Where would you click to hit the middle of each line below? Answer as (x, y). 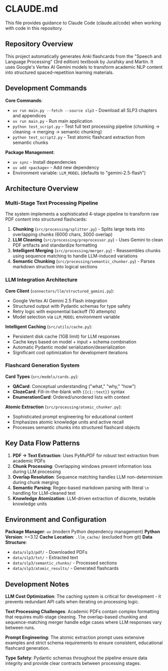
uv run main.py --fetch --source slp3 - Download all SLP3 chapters (85, 110)
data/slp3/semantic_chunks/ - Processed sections (65, 563)
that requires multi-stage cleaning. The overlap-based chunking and (76, 617)
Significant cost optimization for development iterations (70, 352)
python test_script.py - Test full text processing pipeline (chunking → (86, 126)
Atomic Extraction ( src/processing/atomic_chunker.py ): (64, 407)
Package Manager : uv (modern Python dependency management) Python (83, 532)
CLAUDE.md (32, 9)
